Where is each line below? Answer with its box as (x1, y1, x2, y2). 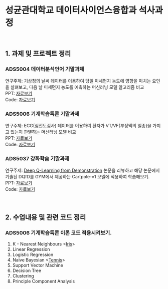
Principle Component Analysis (12, 278, 75, 284)
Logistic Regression (12, 251, 54, 258)
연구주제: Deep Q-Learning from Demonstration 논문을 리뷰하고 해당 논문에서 (5, 167, 160, 173)
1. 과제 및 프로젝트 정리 (5, 49, 71, 58)
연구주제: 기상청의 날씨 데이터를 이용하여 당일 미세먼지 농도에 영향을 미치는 (5, 78, 151, 84)
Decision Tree (12, 267, 42, 273)
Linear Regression (12, 246, 50, 252)
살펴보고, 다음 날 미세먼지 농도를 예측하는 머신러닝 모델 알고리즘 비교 (10, 84, 144, 90)
